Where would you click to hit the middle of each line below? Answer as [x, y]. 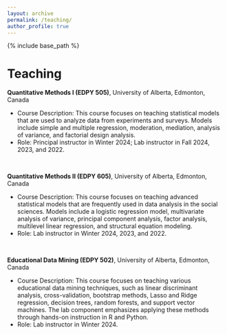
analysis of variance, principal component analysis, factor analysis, [112, 219]
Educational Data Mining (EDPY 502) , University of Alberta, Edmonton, [108, 260]
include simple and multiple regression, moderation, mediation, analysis [118, 128]
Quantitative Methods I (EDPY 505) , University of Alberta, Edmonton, [106, 93]
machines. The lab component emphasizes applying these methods [113, 310]
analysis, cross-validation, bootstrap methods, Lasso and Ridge [107, 296]
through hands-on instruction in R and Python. [83, 318]
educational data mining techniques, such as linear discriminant [107, 288]
